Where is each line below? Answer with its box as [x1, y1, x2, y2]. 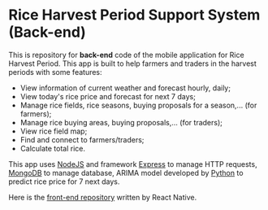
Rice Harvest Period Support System [8, 6, 261, 24]
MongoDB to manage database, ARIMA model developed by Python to [8, 168, 244, 177]
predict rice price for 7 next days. [8, 177, 120, 186]
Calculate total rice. [19, 143, 86, 153]
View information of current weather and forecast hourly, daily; [19, 83, 231, 93]
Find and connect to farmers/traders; [19, 134, 145, 144]
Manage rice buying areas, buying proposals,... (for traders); [19, 117, 223, 127]
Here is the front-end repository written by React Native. [8, 192, 197, 202]
